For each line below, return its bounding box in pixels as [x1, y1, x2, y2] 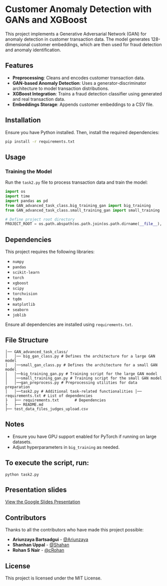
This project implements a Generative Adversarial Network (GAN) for [5, 31, 146, 37]
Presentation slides [5, 486, 67, 494]
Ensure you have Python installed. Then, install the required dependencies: [5, 129, 159, 135]
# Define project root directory [5, 217, 75, 222]
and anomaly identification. [5, 47, 61, 53]
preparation [5, 384, 30, 390]
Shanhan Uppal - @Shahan [12, 542, 69, 548]
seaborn [12, 307, 28, 312]
